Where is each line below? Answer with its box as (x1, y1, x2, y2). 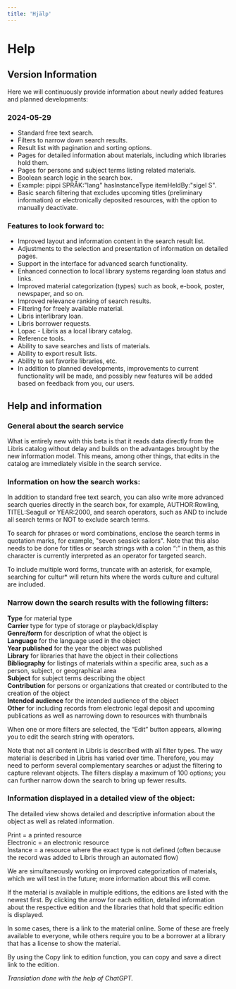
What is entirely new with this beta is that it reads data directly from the (7, 436, 214, 445)
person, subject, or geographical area (7, 666, 117, 675)
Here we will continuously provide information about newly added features (7, 87, 224, 96)
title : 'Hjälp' (7, 10, 52, 18)
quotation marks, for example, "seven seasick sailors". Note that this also (7, 536, 220, 545)
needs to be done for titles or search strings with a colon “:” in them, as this (7, 544, 227, 553)
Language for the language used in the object (7, 636, 141, 645)
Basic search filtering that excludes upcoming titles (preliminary (17, 188, 203, 197)
